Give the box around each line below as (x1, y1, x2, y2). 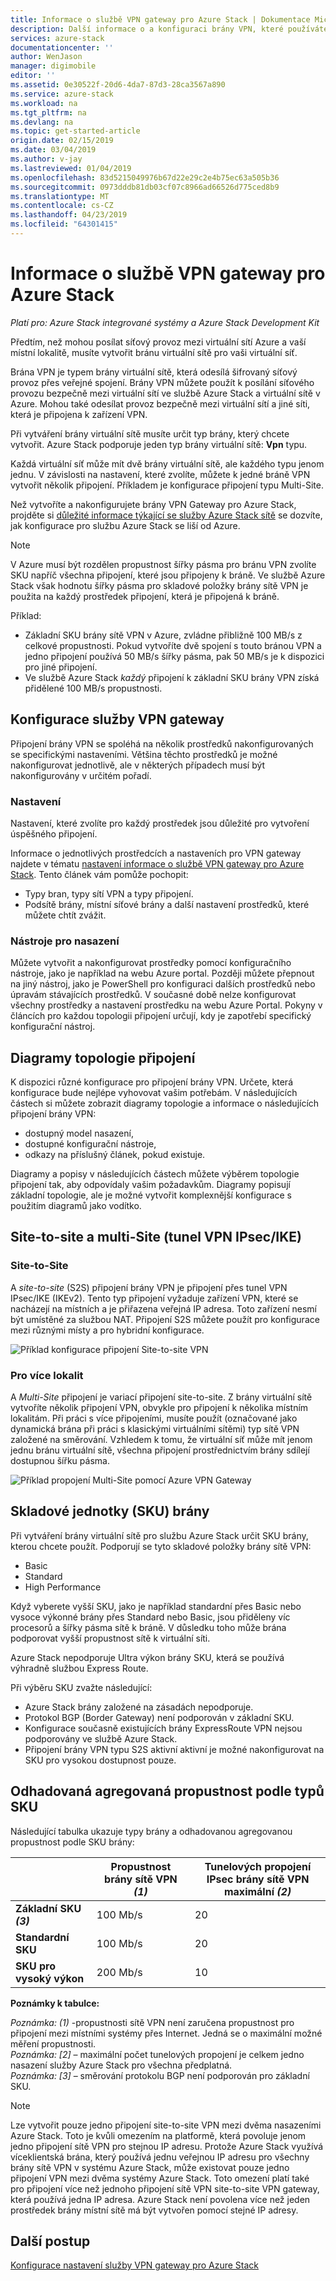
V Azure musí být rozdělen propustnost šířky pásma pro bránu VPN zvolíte (10, 558, 317, 570)
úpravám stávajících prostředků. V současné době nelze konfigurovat (10, 989, 297, 1001)
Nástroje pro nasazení (10, 934, 120, 948)
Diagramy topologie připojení (10, 1049, 196, 1066)
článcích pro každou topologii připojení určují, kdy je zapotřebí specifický (10, 1010, 312, 1022)
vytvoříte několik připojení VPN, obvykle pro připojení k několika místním (10, 1402, 309, 1414)
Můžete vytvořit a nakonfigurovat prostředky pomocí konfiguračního (10, 957, 292, 969)
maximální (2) (223, 1884, 292, 1898)
